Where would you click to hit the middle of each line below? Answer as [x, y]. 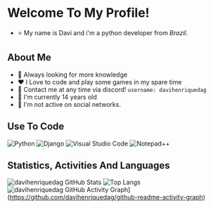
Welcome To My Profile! [78, 13]
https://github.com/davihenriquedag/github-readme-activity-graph [106, 197]
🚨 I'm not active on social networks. [69, 104]
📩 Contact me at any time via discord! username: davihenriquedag [112, 89]
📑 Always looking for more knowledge [72, 74]
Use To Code [36, 127]
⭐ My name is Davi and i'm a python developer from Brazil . [103, 32]
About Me [29, 58]
